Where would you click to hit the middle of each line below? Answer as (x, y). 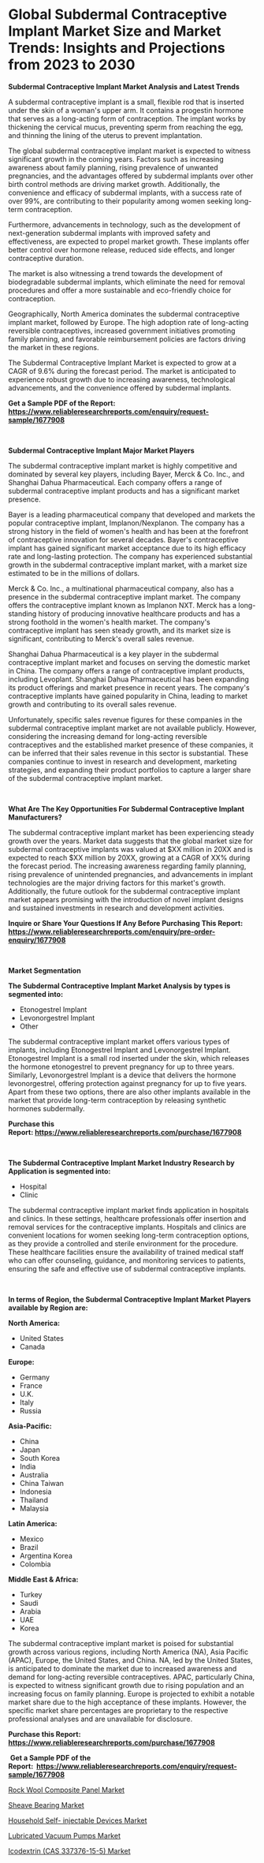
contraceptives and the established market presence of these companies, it (131, 745)
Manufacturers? (35, 817)
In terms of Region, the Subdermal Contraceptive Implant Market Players (130, 1299)
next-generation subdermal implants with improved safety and (109, 233)
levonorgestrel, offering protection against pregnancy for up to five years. (127, 1083)
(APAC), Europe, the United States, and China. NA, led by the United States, (131, 1660)
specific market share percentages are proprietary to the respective (118, 1710)
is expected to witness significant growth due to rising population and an (126, 1685)
